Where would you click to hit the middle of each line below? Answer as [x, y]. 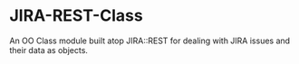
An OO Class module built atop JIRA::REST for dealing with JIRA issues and [150, 41]
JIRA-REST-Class [76, 16]
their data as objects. [49, 50]
